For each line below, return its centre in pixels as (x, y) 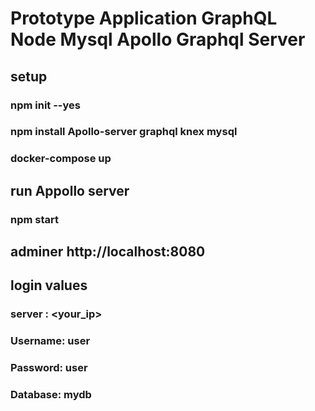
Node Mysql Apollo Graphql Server (158, 39)
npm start (35, 219)
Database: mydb (51, 395)
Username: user (50, 341)
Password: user (49, 368)
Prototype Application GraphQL (144, 18)
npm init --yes (45, 105)
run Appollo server (70, 190)
